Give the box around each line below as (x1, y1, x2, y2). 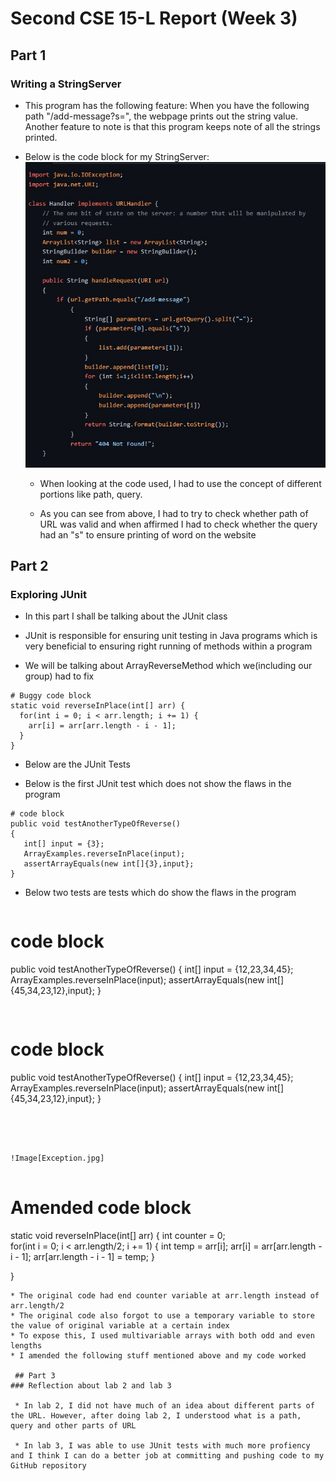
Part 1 (10, 47, 47, 64)
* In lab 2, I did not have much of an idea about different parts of (14, 1401, 315, 1411)
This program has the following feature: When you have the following (24, 99, 310, 111)
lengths (10, 1341, 43, 1351)
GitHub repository (10, 1461, 87, 1471)
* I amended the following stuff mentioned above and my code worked (10, 1351, 307, 1361)
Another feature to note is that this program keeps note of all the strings (24, 120, 321, 132)
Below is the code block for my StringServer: (24, 150, 210, 162)
